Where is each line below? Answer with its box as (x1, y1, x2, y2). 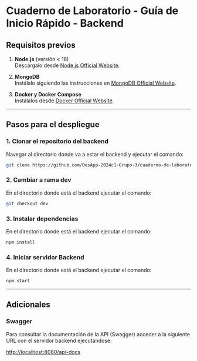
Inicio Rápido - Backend (6, 16, 124, 30)
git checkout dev (6, 200, 49, 206)
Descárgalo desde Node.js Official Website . (14, 62, 120, 69)
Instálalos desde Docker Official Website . (14, 97, 114, 104)
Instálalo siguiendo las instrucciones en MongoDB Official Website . (14, 79, 176, 86)
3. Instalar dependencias (6, 215, 79, 223)
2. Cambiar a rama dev (6, 176, 72, 184)
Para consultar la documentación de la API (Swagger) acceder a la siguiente (6, 330, 191, 337)
